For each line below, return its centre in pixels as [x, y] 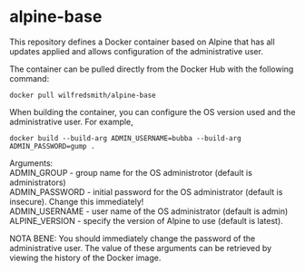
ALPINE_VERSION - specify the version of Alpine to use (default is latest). [146, 220]
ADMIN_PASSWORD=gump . [52, 146]
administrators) [38, 182]
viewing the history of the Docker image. [85, 257]
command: [30, 78]
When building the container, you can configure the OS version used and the [152, 112]
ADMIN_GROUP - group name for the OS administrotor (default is [131, 172]
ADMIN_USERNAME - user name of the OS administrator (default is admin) [149, 211]
